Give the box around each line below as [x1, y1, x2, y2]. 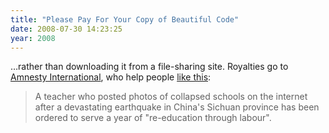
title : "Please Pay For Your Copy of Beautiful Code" [10, 14, 240, 25]
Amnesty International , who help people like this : [10, 71, 212, 83]
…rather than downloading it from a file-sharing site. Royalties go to [10, 61, 289, 73]
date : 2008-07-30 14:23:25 [10, 24, 123, 34]
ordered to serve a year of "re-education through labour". [34, 112, 272, 124]
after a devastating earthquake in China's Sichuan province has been [34, 101, 320, 113]
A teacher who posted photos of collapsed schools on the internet [34, 91, 308, 103]
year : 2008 [10, 33, 56, 43]
